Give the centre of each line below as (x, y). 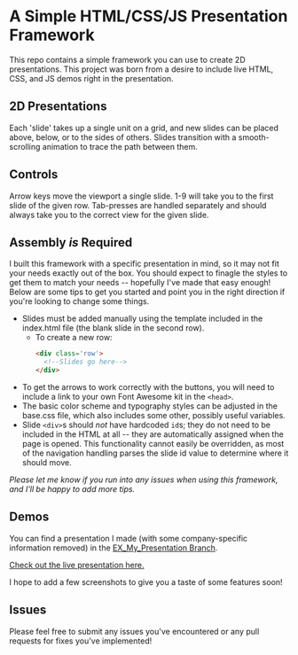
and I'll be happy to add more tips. (72, 489)
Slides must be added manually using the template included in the (142, 319)
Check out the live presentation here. (77, 565)
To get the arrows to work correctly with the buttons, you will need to (148, 387)
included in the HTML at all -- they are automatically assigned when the (153, 434)
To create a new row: (74, 338)
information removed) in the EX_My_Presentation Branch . (114, 548)
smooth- (254, 137)
